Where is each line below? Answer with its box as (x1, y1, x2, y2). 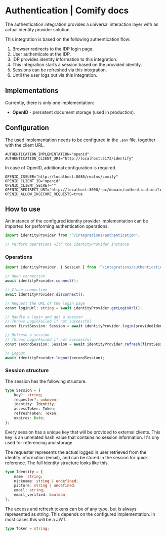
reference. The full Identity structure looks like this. (5, 460, 109, 466)
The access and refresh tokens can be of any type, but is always (5, 506, 137, 512)
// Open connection (5, 274, 45, 279)
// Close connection (5, 287, 48, 292)
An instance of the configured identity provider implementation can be (5, 218, 148, 224)
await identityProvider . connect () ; (5, 278, 79, 283)
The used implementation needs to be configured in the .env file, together (5, 137, 156, 143)
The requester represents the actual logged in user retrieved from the (5, 449, 147, 455)
